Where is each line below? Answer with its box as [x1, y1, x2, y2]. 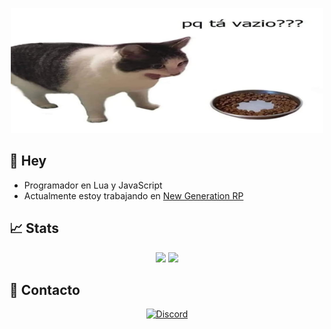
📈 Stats [9, 220, 60, 237]
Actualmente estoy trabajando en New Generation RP [23, 189, 244, 202]
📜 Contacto [9, 282, 81, 299]
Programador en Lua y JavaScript [23, 179, 163, 191]
